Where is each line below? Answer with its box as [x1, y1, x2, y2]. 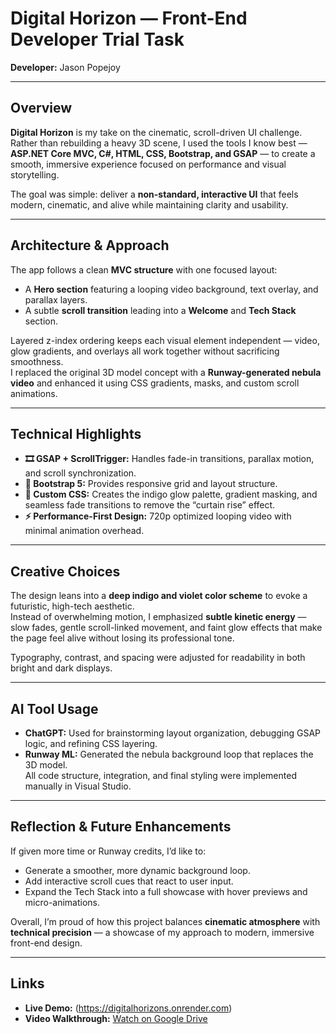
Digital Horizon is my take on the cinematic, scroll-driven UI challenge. [10, 126, 303, 138]
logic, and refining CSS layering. [24, 738, 158, 749]
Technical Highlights [10, 425, 142, 442]
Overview [10, 100, 73, 117]
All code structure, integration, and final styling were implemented [24, 770, 297, 781]
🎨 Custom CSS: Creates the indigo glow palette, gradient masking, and [24, 488, 318, 501]
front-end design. [10, 937, 83, 949]
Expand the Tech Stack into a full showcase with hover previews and [24, 885, 308, 897]
